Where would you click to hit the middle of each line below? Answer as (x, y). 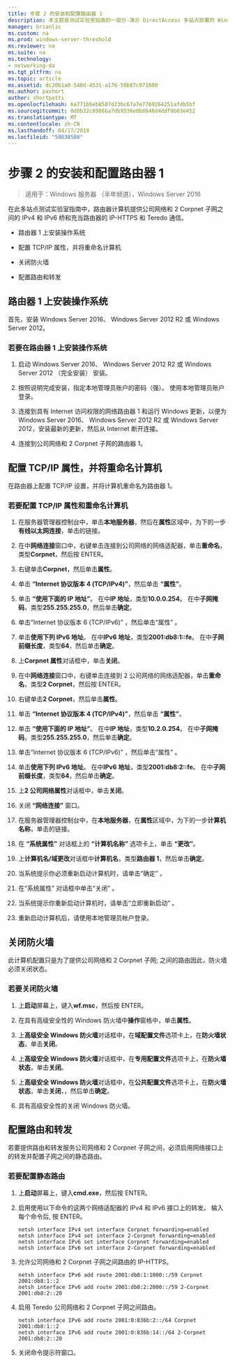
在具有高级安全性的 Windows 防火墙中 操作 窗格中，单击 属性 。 (106, 1020)
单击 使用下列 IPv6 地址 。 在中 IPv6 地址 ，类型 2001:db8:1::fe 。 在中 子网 (121, 637)
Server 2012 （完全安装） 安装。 (65, 373)
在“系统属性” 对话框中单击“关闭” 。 (68, 888)
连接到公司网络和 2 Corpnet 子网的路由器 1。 (82, 444)
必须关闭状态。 (29, 969)
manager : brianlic (35, 27)
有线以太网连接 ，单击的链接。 (61, 531)
